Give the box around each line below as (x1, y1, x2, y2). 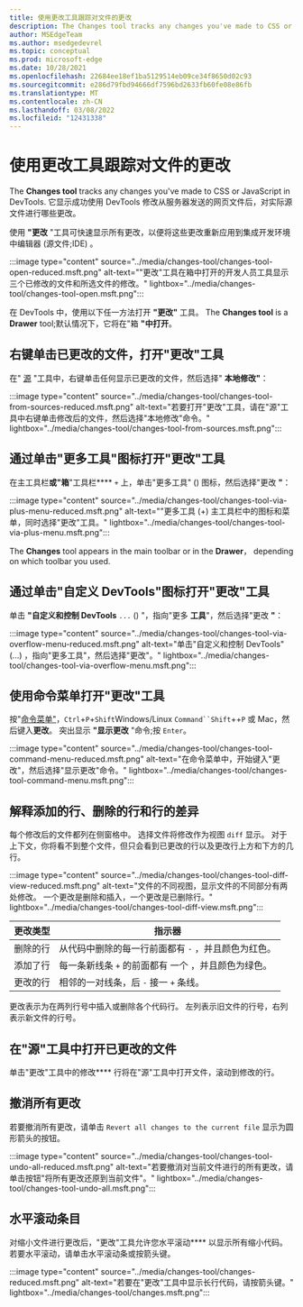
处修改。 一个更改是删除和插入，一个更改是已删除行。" (9, 891, 214, 902)
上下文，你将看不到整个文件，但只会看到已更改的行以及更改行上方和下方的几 (9, 840, 294, 852)
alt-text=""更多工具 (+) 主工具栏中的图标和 (124, 506, 282, 516)
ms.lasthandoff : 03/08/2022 (9, 105, 115, 114)
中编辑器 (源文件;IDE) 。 (9, 238, 98, 249)
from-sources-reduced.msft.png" (9, 401, 134, 412)
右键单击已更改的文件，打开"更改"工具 (9, 347, 225, 362)
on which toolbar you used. (9, 555, 111, 566)
